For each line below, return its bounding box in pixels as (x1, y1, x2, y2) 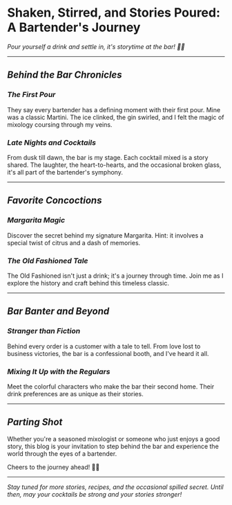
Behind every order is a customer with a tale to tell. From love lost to (7, 342, 201, 351)
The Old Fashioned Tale (7, 256, 88, 265)
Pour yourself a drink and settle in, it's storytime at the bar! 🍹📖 (7, 42, 185, 51)
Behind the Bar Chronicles (7, 69, 122, 81)
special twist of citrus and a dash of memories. (7, 238, 141, 247)
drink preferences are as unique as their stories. (7, 389, 144, 398)
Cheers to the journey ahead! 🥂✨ (7, 463, 100, 471)
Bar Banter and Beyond (7, 305, 110, 317)
